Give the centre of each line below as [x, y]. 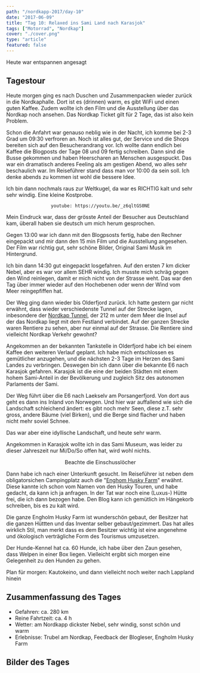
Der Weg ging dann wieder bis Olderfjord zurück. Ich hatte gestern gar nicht [100, 302]
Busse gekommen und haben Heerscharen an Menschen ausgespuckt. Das [99, 158]
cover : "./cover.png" [33, 34]
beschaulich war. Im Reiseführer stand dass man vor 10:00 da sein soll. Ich [98, 170]
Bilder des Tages [38, 662]
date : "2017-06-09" [30, 17]
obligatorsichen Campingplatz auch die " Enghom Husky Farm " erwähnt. [95, 480]
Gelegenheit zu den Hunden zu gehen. [54, 561]
